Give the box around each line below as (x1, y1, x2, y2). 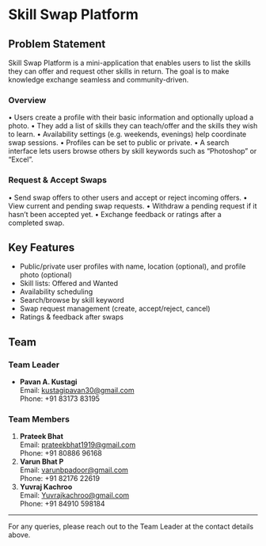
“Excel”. (8, 155, 34, 164)
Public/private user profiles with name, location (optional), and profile (19, 262, 246, 271)
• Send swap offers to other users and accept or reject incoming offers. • (8, 193, 248, 202)
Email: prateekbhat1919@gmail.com (19, 440, 136, 449)
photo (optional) (19, 270, 73, 280)
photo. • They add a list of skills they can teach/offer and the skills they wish (8, 121, 258, 131)
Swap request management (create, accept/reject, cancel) (19, 304, 211, 314)
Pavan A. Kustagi (19, 377, 78, 387)
